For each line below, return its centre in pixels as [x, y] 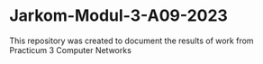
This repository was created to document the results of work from [131, 41]
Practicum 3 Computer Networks [71, 50]
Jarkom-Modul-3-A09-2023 [118, 16]
